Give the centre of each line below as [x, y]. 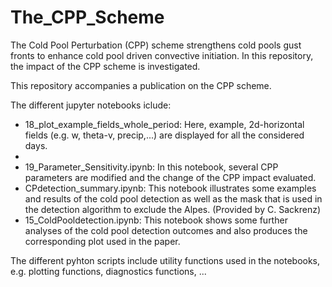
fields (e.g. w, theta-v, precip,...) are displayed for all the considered [164, 135]
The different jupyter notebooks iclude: [91, 105]
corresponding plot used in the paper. [102, 241]
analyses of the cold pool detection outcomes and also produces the [166, 230]
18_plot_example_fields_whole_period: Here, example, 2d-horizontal [164, 124]
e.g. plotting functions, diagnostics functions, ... [108, 271]
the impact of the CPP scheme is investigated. [105, 66]
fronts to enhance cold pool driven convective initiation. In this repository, [162, 55]
